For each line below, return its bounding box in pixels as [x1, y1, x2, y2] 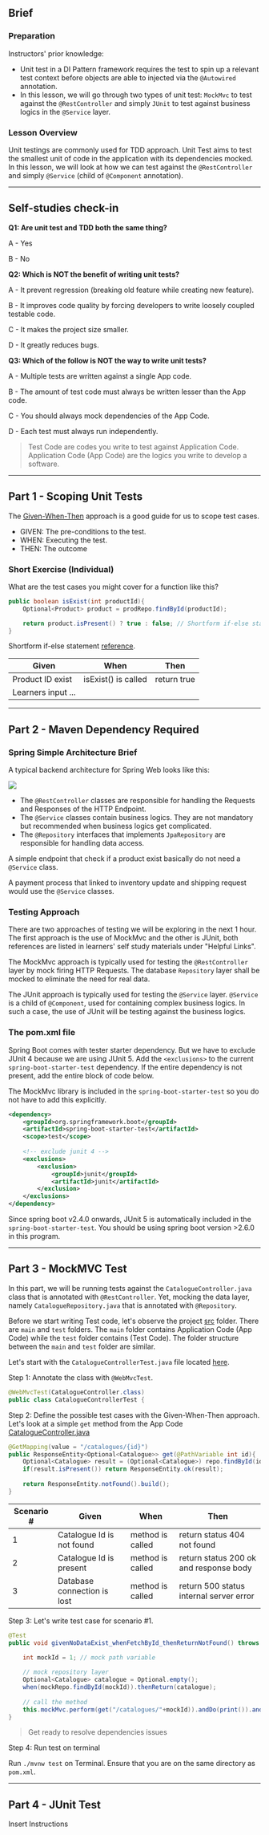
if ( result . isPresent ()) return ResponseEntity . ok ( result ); [22, 1465, 224, 1473]
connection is [57, 1585, 109, 1596]
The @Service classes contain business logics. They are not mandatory [19, 813, 254, 822]
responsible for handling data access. [19, 838, 145, 848]
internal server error [179, 1590, 255, 1602]
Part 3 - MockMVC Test [8, 1262, 127, 1276]
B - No [8, 254, 30, 263]
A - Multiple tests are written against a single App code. [8, 371, 192, 380]
